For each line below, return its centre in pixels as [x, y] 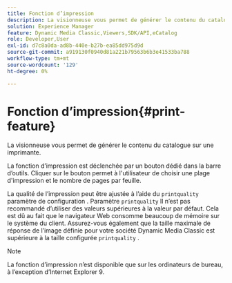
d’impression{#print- [123, 111]
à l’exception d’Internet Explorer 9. [56, 272]
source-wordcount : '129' [43, 65]
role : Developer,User [38, 39]
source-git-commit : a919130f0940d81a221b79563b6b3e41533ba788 [98, 52]
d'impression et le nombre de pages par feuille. [74, 181]
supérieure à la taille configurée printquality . [73, 238]
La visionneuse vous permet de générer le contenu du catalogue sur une [110, 145]
